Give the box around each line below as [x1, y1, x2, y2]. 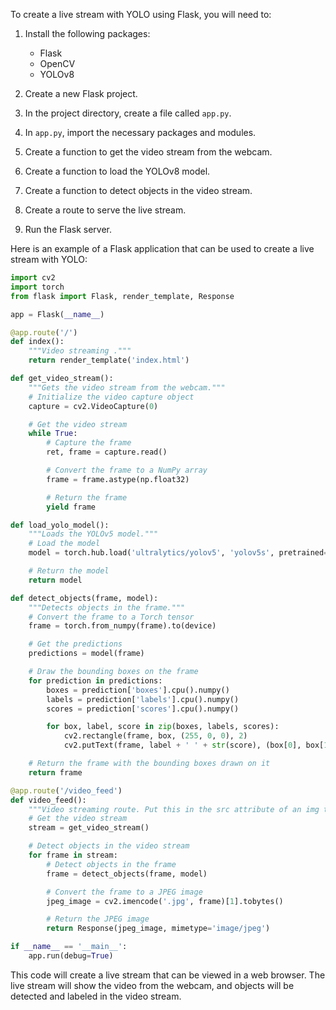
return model [28, 575, 83, 585]
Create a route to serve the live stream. [24, 204, 187, 216]
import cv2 [10, 273, 56, 283]
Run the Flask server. [24, 224, 113, 235]
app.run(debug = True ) [28, 951, 114, 961]
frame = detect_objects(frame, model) [46, 869, 208, 879]
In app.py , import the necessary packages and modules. [24, 127, 257, 138]
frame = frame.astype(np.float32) [46, 474, 190, 484]
